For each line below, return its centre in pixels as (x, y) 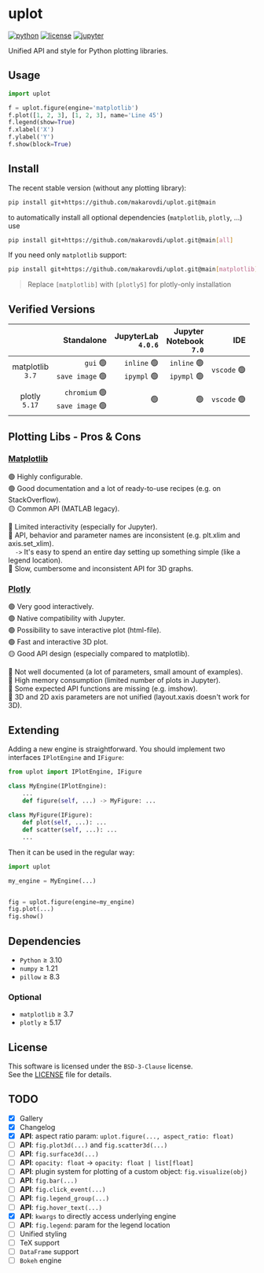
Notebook (185, 341)
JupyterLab (136, 337)
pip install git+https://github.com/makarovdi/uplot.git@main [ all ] (121, 240)
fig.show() (26, 917)
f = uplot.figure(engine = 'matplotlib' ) (73, 108)
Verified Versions (52, 309)
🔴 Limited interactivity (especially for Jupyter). (83, 526)
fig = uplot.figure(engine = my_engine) (71, 902)
